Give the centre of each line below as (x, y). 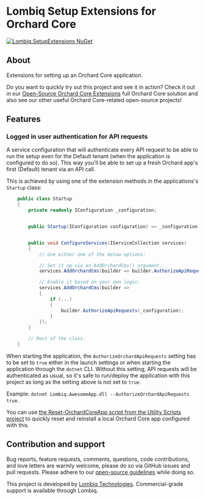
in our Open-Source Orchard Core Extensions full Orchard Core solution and (102, 94)
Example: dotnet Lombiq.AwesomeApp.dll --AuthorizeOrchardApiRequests (98, 394)
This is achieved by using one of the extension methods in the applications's (103, 181)
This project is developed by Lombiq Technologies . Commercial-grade (95, 483)
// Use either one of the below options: (92, 254)
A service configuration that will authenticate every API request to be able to (102, 150)
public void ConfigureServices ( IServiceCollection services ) (108, 243)
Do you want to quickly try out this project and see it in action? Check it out (101, 87)
